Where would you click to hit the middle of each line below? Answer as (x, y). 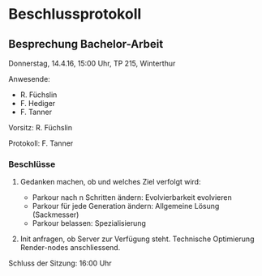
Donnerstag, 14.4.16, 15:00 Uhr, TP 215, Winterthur (92, 63)
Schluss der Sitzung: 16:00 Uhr (60, 263)
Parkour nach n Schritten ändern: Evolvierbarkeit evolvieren (132, 197)
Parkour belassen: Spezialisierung (89, 223)
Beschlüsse (32, 164)
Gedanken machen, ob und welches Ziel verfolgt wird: (110, 182)
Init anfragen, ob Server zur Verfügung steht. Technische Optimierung (137, 239)
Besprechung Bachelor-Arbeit (86, 44)
